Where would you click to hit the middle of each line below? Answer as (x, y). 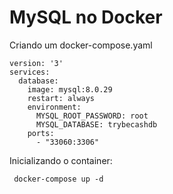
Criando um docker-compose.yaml (81, 45)
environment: (54, 107)
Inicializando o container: (61, 160)
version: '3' (36, 63)
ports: (41, 133)
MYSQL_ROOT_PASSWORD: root (92, 116)
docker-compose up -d (58, 179)
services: (30, 72)
